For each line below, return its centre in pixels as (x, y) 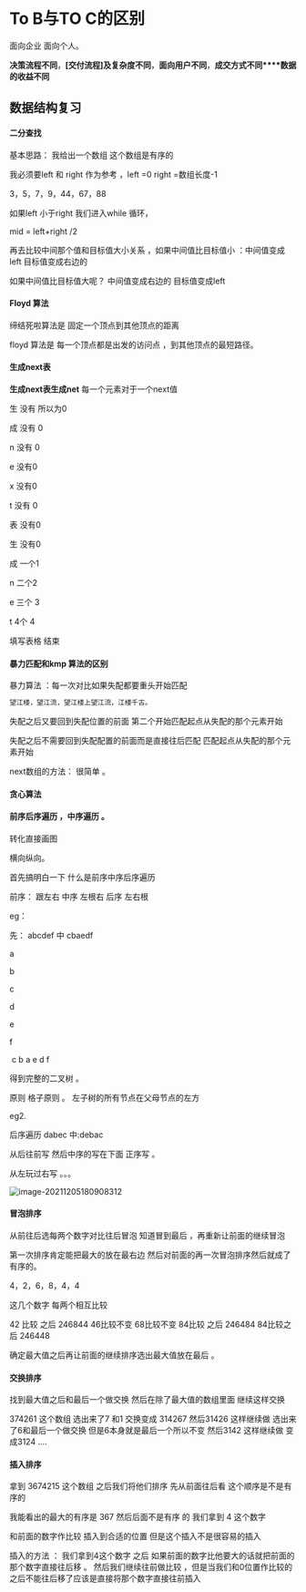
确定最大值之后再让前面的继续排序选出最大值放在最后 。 (114, 1355)
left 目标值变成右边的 (49, 262)
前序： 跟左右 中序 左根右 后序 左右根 (79, 896)
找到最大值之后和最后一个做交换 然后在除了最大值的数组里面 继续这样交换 (147, 1400)
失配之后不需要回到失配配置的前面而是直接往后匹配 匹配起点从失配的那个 (146, 741)
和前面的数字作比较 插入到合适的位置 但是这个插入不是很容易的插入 (135, 1536)
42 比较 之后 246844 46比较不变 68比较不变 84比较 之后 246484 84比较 (147, 1325)
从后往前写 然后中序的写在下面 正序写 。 (85, 1154)
